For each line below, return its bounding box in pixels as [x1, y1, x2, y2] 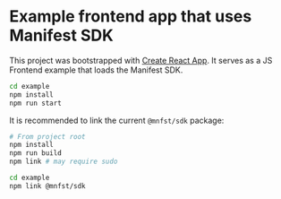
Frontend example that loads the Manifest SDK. [9, 65, 183, 75]
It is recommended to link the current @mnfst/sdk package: [9, 115, 225, 125]
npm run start [9, 99, 63, 108]
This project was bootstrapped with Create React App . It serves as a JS [9, 55, 273, 65]
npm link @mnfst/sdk [9, 181, 87, 190]
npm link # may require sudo [9, 157, 118, 167]
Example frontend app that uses [9, 6, 252, 27]
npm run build [9, 149, 63, 158]
